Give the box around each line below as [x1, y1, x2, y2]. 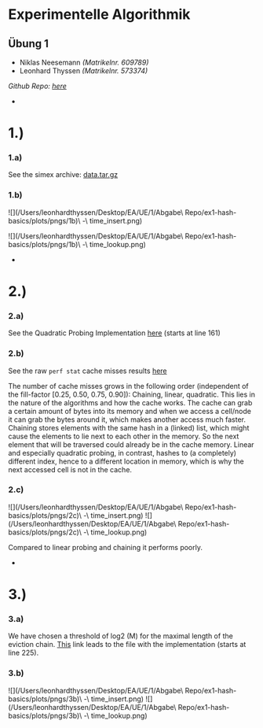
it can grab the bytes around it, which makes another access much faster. [8, 415, 246, 424]
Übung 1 [8, 37, 49, 50]
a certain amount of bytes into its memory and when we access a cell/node [8, 406, 251, 416]
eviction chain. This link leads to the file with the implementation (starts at [8, 640, 247, 649]
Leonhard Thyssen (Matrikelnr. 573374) [19, 66, 148, 76]
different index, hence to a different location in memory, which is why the [8, 456, 245, 466]
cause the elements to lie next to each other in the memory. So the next [8, 431, 239, 441]
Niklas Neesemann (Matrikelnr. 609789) [19, 57, 149, 67]
